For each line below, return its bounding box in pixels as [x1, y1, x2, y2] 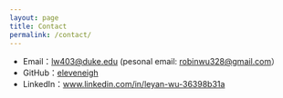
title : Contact [9, 22, 68, 31]
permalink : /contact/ [9, 30, 92, 39]
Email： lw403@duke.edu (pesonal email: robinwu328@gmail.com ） [22, 56, 280, 67]
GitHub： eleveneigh [22, 67, 99, 78]
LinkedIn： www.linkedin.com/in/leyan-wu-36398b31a [22, 79, 225, 90]
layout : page [9, 13, 59, 23]
